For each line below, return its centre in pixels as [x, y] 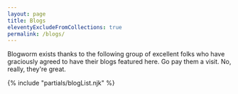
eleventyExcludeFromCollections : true [65, 27]
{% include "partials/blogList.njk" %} [61, 83]
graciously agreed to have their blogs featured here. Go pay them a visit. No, [119, 62]
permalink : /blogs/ [36, 34]
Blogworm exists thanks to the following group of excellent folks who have [116, 54]
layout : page [27, 14]
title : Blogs [27, 21]
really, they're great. [37, 69]
